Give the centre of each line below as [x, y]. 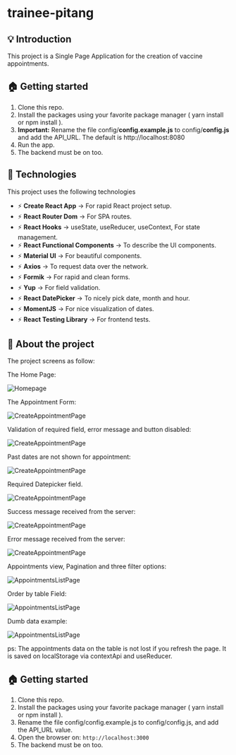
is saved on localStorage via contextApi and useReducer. [90, 656]
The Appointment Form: [42, 402]
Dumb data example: [37, 621]
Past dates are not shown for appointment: [69, 457]
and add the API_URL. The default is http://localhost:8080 [101, 137]
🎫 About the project [51, 344]
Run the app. [36, 145]
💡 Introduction [39, 39]
